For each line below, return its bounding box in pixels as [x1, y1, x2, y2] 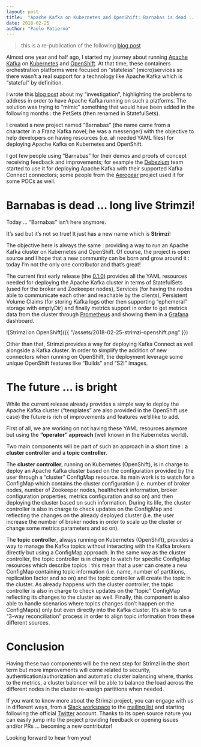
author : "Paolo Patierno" [6, 25, 71, 32]
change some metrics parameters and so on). [6, 524, 119, 532]
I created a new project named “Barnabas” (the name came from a [6, 121, 170, 129]
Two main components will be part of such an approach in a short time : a [6, 443, 188, 450]
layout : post [6, 8, 39, 15]
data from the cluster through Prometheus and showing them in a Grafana [6, 311, 189, 318]
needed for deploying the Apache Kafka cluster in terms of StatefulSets [6, 279, 183, 286]
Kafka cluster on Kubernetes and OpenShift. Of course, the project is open [6, 248, 190, 256]
